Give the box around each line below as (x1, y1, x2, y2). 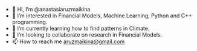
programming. (11, 19, 48, 25)
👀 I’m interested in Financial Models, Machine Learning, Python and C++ (11, 12, 192, 19)
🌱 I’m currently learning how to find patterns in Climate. (11, 25, 150, 32)
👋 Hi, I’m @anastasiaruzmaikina (11, 6, 91, 13)
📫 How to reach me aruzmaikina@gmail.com (11, 38, 125, 45)
